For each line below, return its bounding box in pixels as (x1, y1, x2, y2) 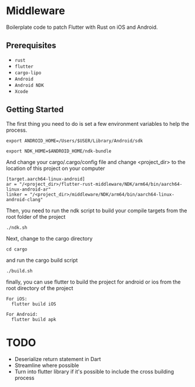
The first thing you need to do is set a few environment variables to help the (6, 120, 190, 127)
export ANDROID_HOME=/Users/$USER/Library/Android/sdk (6, 138, 143, 144)
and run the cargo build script (6, 256, 78, 263)
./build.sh (6, 268, 33, 274)
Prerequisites (6, 41, 56, 51)
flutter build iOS (11, 301, 57, 307)
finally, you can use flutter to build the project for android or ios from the (6, 278, 181, 285)
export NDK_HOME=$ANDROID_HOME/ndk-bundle (6, 148, 112, 154)
